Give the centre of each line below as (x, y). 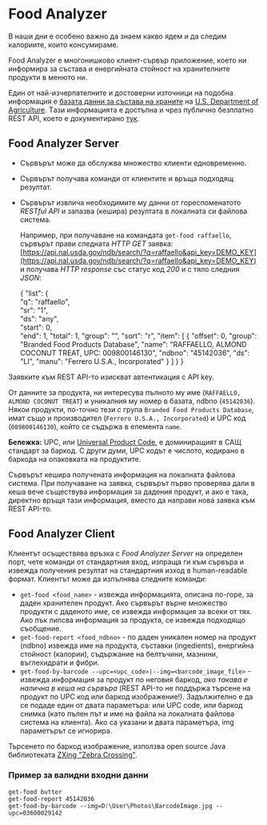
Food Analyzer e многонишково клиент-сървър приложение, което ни (128, 60)
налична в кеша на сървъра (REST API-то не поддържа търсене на (135, 688)
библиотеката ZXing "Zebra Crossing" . (73, 754)
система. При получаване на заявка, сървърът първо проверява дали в (132, 483)
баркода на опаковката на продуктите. (75, 459)
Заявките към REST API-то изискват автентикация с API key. (111, 377)
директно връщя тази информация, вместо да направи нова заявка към (132, 500)
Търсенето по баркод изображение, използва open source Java (117, 746)
